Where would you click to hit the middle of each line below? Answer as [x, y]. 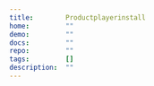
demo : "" [42, 34]
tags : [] [42, 59]
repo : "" [42, 51]
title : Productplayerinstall [77, 17]
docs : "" [42, 43]
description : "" [42, 68]
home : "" [42, 26]
